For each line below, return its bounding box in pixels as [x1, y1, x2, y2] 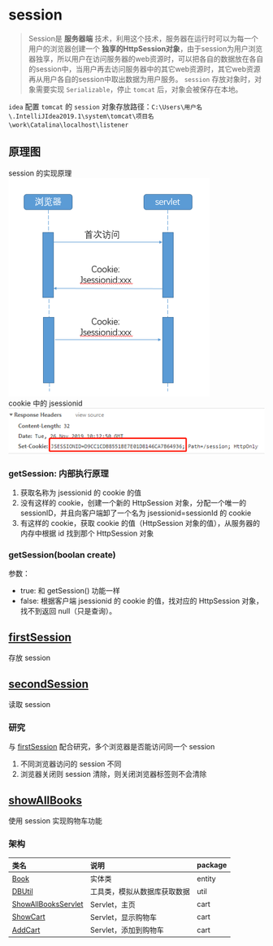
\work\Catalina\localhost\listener [8, 120, 129, 129]
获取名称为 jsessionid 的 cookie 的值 [19, 488, 142, 497]
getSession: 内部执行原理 [8, 467, 109, 479]
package [197, 860, 227, 870]
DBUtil [11, 886, 34, 896]
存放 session [8, 653, 51, 663]
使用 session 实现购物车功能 [8, 816, 103, 826]
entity [197, 874, 217, 883]
